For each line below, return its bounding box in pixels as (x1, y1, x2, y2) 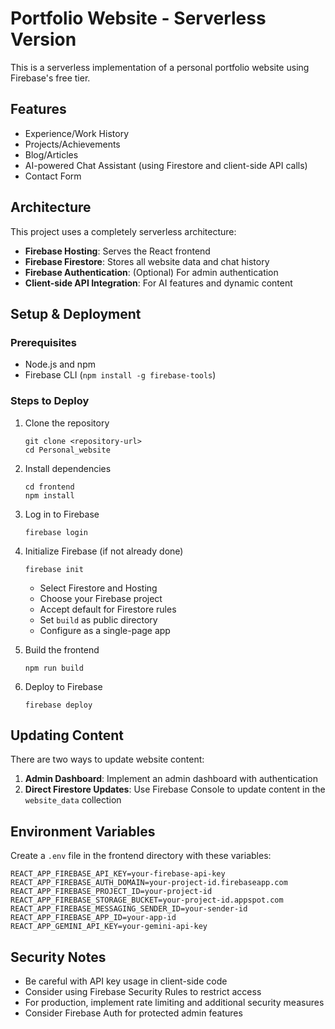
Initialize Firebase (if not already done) (24, 545, 184, 557)
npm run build (24, 663, 84, 673)
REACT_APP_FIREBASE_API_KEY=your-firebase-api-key (10, 869, 226, 879)
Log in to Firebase (24, 508, 100, 520)
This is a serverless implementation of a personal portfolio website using (10, 61, 310, 73)
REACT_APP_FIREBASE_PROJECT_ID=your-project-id (10, 887, 213, 897)
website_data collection (24, 794, 122, 806)
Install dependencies (24, 462, 112, 474)
